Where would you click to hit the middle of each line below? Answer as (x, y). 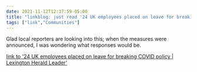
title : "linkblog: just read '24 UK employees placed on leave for (90, 17)
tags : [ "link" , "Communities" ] (43, 22)
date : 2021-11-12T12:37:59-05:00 (47, 11)
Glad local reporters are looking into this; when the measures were (86, 39)
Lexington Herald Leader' (37, 63)
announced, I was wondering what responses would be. (74, 45)
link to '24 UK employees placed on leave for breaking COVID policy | (90, 57)
